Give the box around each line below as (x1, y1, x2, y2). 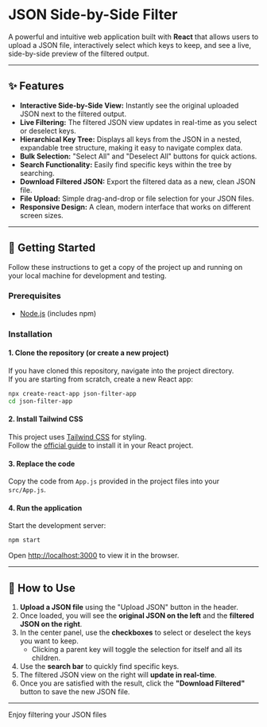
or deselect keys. (19, 126, 77, 135)
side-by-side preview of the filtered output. (8, 49, 149, 58)
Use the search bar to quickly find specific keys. (19, 662, 180, 671)
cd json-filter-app (8, 397, 73, 405)
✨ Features (8, 80, 64, 93)
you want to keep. (19, 636, 79, 646)
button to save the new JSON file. (19, 687, 130, 697)
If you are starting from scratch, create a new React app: (8, 374, 193, 384)
